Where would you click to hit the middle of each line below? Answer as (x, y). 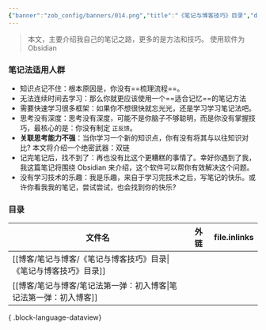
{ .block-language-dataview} (55, 317)
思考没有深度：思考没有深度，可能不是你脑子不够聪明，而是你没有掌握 (134, 118)
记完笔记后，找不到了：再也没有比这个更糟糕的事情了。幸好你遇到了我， (137, 157)
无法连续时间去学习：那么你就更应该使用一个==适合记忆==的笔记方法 (133, 98)
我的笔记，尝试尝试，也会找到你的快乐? (112, 187)
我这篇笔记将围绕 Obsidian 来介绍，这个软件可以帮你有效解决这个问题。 (137, 167)
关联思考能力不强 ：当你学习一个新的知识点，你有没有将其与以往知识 (131, 137)
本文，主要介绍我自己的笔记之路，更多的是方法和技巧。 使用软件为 (136, 39)
